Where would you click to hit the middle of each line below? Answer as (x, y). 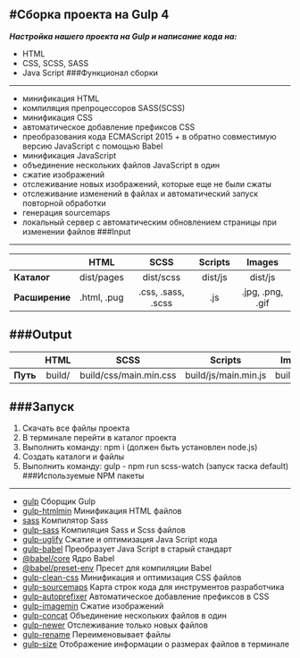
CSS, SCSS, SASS (55, 63)
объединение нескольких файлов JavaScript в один (121, 165)
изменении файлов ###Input (76, 231)
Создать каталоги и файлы (73, 457)
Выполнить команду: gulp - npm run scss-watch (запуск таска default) (155, 466)
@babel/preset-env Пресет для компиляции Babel (117, 568)
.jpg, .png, (262, 292)
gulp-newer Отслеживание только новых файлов (115, 625)
